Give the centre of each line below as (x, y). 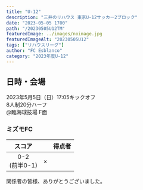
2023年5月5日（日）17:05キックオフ (51, 97)
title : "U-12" (24, 12)
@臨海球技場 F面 (27, 112)
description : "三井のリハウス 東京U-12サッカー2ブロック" (72, 17)
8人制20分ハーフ (27, 105)
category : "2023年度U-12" (37, 56)
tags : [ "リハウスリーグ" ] (35, 45)
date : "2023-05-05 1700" (37, 23)
